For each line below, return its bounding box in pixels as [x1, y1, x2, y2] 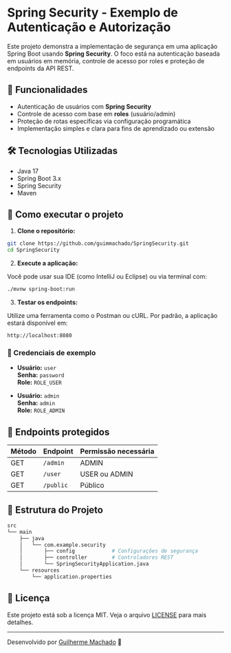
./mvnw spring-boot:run [7, 286, 76, 293]
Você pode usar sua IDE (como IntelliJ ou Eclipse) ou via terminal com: [7, 272, 208, 281]
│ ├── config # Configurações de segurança [19, 548, 198, 555]
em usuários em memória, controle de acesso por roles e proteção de [7, 56, 205, 65]
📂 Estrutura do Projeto [7, 504, 103, 515]
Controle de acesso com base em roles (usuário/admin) [16, 109, 176, 118]
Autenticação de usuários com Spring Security [16, 102, 151, 111]
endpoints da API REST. [7, 64, 74, 72]
